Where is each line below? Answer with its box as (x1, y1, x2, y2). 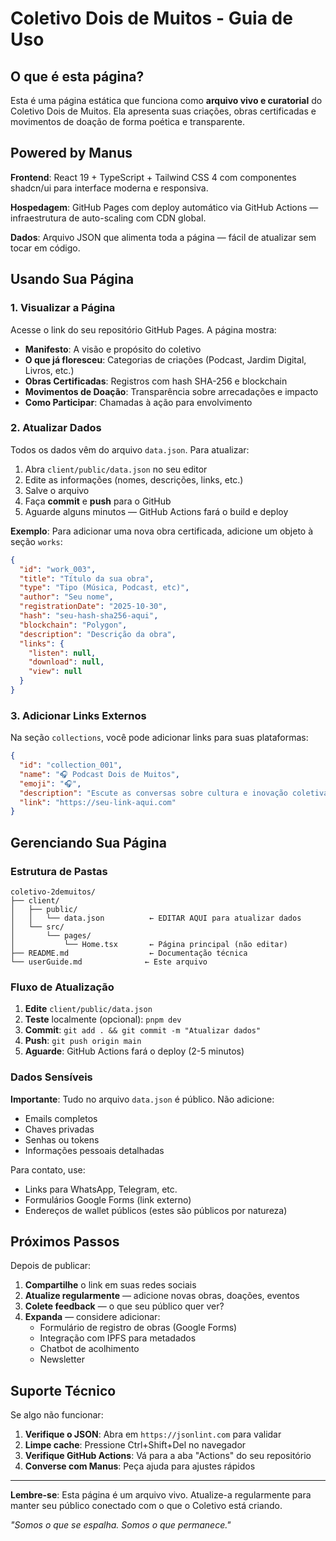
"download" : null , (28, 657, 105, 667)
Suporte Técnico (10, 1382, 117, 1399)
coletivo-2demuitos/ (10, 887, 97, 897)
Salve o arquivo (24, 484, 90, 496)
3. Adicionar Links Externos (10, 708, 147, 722)
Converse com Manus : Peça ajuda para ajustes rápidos (24, 1460, 256, 1472)
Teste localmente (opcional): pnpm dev (24, 1013, 182, 1026)
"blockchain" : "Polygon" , (19, 620, 128, 630)
